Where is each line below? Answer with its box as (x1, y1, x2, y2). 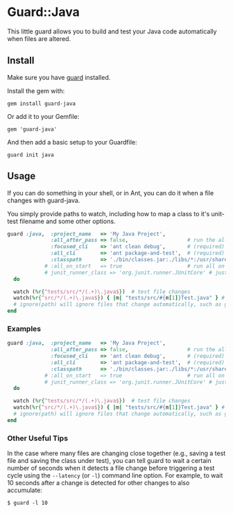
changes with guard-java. (7, 196, 80, 204)
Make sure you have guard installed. (7, 73, 111, 81)
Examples (7, 324, 42, 334)
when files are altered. (7, 34, 71, 42)
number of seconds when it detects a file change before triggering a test (7, 464, 215, 473)
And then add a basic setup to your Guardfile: (7, 138, 137, 146)
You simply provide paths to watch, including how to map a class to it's (7, 209, 210, 218)
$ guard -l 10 (7, 500, 49, 507)
